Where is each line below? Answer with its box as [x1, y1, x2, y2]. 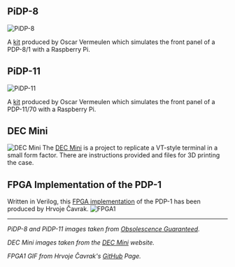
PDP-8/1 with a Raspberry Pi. [7, 45, 91, 53]
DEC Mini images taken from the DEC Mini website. [7, 238, 155, 247]
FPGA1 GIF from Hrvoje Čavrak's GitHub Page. [7, 252, 141, 261]
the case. [7, 159, 34, 167]
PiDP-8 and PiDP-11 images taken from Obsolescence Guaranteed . [7, 225, 201, 233]
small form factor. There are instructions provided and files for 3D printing [7, 151, 220, 159]
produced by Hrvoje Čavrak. [7, 205, 89, 213]
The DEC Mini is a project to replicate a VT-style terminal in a [42, 143, 218, 152]
